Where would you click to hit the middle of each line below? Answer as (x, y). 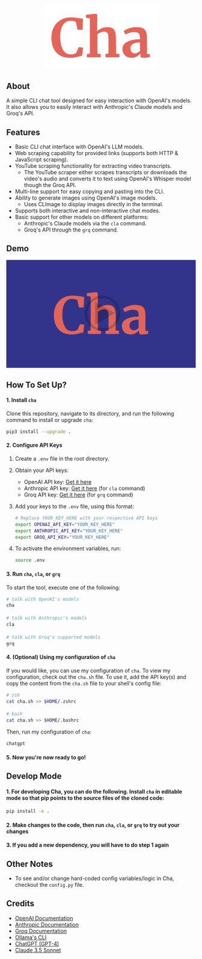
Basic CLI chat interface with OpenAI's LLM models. (79, 147)
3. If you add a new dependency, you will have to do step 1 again (88, 845)
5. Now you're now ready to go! (46, 757)
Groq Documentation (41, 931)
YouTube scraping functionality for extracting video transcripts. (93, 166)
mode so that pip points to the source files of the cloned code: (85, 798)
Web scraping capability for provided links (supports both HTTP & (96, 153)
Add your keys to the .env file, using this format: (74, 506)
